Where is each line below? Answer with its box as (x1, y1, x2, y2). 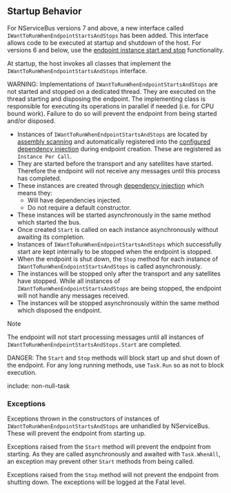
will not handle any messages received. (17, 291, 130, 300)
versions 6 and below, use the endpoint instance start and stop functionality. (7, 46, 224, 54)
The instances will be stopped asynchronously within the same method (17, 298, 219, 307)
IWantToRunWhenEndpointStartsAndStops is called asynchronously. (17, 262, 202, 270)
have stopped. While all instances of (17, 276, 121, 285)
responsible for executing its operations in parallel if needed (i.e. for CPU (7, 101, 214, 110)
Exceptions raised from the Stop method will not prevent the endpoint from (7, 471, 219, 479)
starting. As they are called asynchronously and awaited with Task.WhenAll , (7, 450, 221, 458)
